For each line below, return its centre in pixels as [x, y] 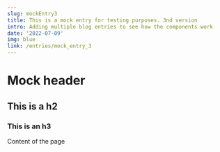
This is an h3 [29, 126]
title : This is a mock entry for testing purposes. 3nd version [102, 20]
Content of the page [36, 141]
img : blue [22, 40]
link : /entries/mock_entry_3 [49, 46]
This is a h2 [32, 106]
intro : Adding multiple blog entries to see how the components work [110, 26]
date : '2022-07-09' [36, 33]
